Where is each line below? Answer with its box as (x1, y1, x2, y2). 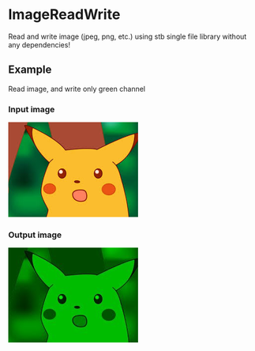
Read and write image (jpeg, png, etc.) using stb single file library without (8, 32, 247, 41)
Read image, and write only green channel (8, 84, 146, 93)
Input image (8, 104, 55, 115)
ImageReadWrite (8, 6, 121, 24)
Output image (8, 229, 62, 240)
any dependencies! (8, 40, 71, 49)
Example (8, 63, 52, 77)
